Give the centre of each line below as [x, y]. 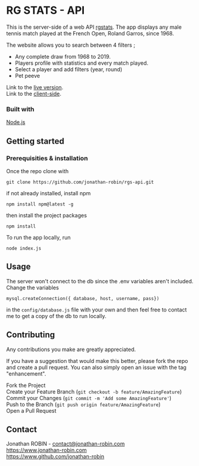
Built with [20, 109]
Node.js [16, 122]
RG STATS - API [46, 10]
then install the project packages [46, 215]
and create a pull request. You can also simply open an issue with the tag [97, 367]
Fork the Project [26, 385]
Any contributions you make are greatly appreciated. [71, 349]
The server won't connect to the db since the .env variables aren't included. [100, 281]
